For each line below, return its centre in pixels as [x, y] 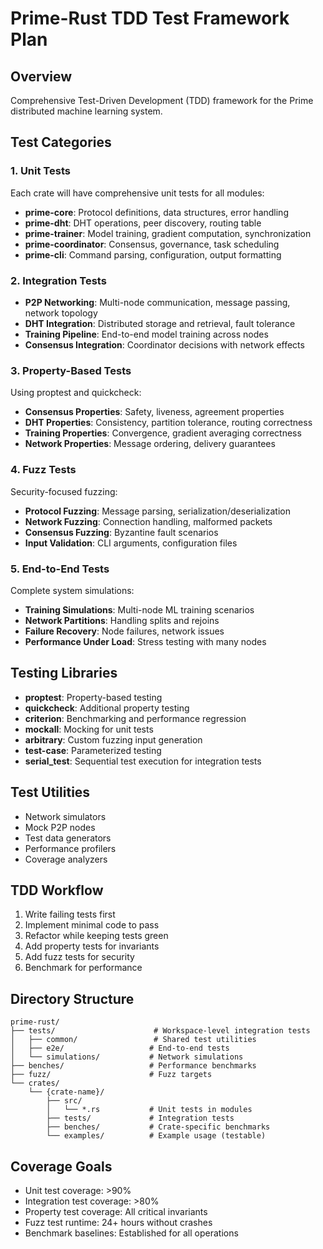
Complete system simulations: [72, 590]
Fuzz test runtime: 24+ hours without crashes [118, 1222]
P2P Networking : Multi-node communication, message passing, [157, 302]
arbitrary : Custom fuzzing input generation [113, 739]
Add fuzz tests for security [79, 957]
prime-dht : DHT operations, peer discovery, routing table [143, 223]
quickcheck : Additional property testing [107, 708]
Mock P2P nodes [60, 827]
